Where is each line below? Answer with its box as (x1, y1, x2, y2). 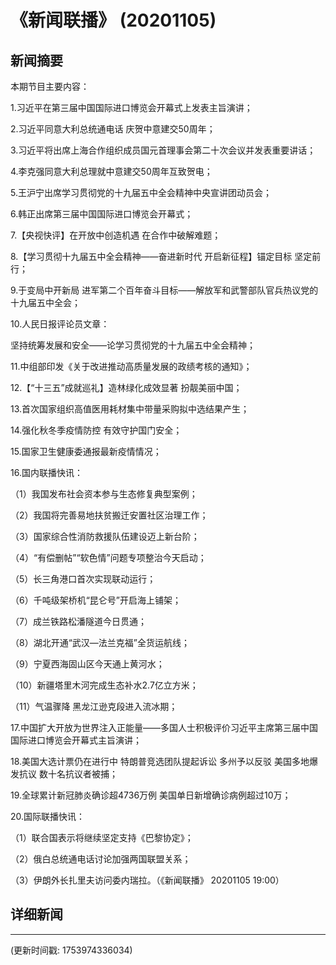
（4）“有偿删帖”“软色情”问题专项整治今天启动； (10, 552, 207, 563)
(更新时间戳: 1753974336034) (10, 944, 133, 956)
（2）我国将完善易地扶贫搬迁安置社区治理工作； (10, 509, 209, 521)
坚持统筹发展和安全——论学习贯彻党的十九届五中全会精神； (10, 339, 256, 351)
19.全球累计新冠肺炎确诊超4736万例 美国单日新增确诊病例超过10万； (10, 789, 292, 801)
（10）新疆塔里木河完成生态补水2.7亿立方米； (10, 679, 199, 691)
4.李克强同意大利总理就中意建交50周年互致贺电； (10, 166, 213, 177)
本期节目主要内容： (10, 81, 90, 92)
